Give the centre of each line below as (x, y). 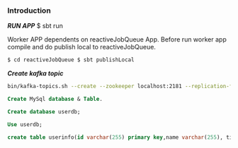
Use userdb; (25, 124)
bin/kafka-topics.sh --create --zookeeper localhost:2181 (95, 87)
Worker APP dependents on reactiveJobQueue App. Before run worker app (117, 39)
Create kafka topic (35, 73)
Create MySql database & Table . (55, 99)
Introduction (29, 11)
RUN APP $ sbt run (35, 26)
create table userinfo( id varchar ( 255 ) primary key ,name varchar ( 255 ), (115, 137)
